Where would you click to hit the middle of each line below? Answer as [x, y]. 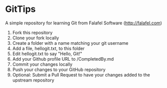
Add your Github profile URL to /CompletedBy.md [63, 59]
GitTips [20, 9]
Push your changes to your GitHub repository [59, 69]
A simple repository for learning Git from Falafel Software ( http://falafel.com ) [83, 23]
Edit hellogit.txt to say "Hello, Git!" [47, 54]
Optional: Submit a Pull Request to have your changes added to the [81, 75]
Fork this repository [32, 32]
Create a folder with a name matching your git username [70, 43]
